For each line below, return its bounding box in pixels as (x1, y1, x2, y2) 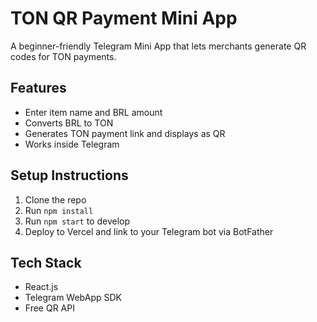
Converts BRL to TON (24, 117, 114, 129)
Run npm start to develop (24, 215, 131, 227)
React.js (24, 281, 59, 293)
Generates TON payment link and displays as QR (24, 127, 226, 139)
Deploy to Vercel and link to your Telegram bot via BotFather (24, 225, 274, 237)
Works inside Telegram (24, 138, 120, 150)
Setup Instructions (10, 167, 129, 184)
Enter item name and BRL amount (24, 106, 163, 118)
